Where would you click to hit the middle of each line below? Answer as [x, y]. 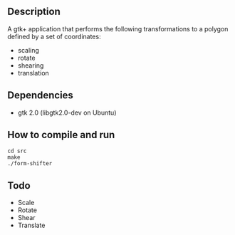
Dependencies [40, 95]
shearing [31, 65]
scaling [28, 50]
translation [33, 73]
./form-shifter [30, 164]
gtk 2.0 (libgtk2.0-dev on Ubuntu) [67, 113]
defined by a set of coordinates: [54, 36]
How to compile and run [61, 135]
